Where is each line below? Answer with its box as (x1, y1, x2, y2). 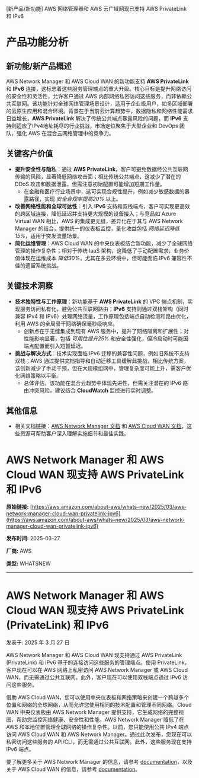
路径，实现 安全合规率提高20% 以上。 (28, 195, 121, 202)
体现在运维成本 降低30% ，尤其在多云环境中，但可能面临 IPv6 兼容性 (20, 254, 188, 262)
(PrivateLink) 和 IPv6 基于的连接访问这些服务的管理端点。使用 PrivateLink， (6, 659, 190, 666)
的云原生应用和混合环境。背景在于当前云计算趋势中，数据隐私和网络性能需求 (6, 107, 193, 114)
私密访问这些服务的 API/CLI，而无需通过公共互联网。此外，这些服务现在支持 (6, 738, 192, 745)
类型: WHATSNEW (6, 560, 52, 567)
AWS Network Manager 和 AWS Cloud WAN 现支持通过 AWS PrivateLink (6, 652, 182, 659)
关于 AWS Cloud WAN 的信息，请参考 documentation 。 (6, 766, 141, 773)
